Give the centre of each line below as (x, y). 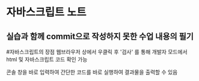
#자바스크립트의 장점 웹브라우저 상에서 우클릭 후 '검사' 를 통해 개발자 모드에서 (97, 52)
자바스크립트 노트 (46, 12)
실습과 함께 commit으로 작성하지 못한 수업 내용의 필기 (100, 36)
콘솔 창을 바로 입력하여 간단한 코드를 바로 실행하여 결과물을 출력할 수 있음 (92, 72)
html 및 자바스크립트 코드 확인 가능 (47, 59)
